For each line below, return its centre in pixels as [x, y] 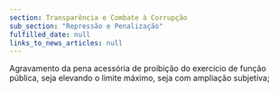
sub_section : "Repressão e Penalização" [87, 26]
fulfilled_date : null [50, 34]
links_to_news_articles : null [66, 43]
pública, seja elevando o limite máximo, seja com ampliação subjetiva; [139, 78]
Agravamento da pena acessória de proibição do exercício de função [138, 69]
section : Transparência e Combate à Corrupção [98, 18]
